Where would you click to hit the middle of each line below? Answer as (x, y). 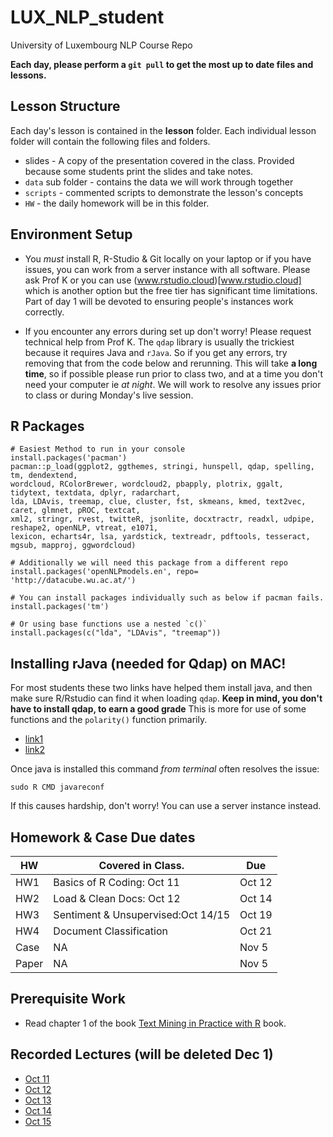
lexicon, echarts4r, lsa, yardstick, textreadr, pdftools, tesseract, (160, 537)
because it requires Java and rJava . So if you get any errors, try (156, 352)
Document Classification (110, 931)
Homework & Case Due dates (103, 837)
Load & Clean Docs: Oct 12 (117, 898)
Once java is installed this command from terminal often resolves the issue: (165, 769)
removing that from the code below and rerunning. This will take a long (171, 363)
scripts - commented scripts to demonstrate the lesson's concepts (164, 192)
